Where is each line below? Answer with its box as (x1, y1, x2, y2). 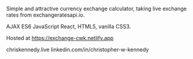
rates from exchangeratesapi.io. (6, 11, 85, 18)
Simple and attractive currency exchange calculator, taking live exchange (6, 5, 187, 12)
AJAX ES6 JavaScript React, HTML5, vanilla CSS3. (6, 23, 131, 30)
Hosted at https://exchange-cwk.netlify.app (6, 35, 114, 41)
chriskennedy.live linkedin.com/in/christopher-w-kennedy (6, 46, 149, 53)
